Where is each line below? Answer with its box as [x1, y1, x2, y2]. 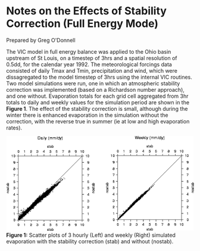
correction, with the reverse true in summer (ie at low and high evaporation [6, 117, 190, 125]
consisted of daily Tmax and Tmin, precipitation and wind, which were [6, 67, 177, 74]
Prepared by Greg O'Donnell [6, 36, 76, 44]
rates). [6, 124, 23, 131]
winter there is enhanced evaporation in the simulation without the [6, 111, 168, 119]
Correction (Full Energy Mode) [6, 17, 159, 30]
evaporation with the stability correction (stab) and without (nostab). [6, 237, 174, 245]
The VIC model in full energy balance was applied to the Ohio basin [6, 48, 171, 55]
